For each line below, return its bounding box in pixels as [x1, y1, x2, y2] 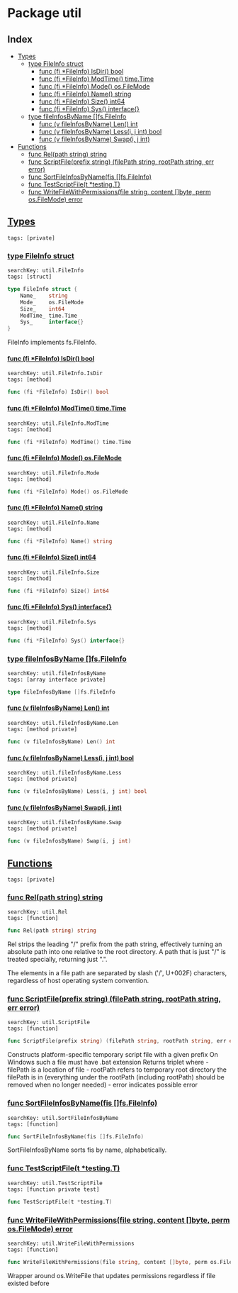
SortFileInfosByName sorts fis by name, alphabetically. [7, 1145, 167, 1154]
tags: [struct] [7, 273, 52, 281]
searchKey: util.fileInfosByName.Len [7, 720, 119, 727]
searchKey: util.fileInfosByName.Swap [7, 819, 122, 826]
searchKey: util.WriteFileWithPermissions [7, 1240, 135, 1247]
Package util [7, 5, 81, 21]
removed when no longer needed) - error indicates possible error [7, 1080, 198, 1089]
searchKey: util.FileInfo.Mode [7, 470, 100, 477]
